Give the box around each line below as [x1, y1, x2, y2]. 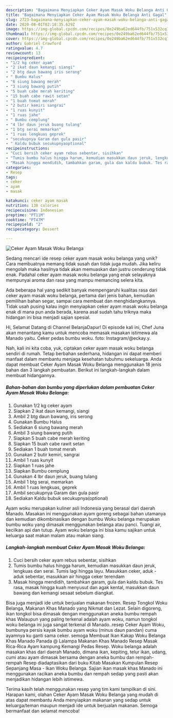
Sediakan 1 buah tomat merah [13, 446, 76, 452]
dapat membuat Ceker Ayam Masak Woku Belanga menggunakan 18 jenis [6, 361, 162, 367]
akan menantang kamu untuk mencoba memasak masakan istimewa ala [6, 329, 158, 336]
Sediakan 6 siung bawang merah [13, 424, 83, 430]
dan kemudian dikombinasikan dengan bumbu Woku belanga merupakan [6, 516, 160, 522]
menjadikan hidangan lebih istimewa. [6, 676, 84, 682]
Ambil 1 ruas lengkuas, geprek [13, 484, 78, 490]
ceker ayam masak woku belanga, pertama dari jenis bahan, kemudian [6, 293, 155, 298]
